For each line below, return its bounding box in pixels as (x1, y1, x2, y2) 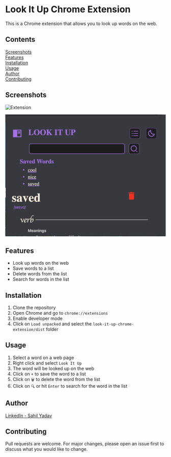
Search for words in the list (12, 276, 70, 283)
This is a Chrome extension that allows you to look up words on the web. (5, 20, 158, 27)
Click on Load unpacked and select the (12, 320, 92, 327)
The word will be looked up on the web (12, 365, 95, 371)
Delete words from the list (12, 271, 67, 277)
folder (45, 326, 59, 332)
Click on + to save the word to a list (12, 371, 87, 377)
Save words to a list (12, 265, 54, 271)
